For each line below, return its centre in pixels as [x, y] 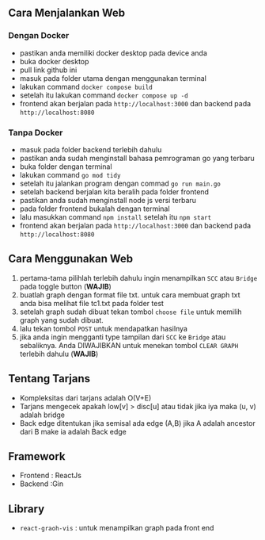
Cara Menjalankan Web [67, 13]
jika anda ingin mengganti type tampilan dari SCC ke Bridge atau [123, 337]
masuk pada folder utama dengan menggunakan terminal [113, 78]
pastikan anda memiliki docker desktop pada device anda [114, 53]
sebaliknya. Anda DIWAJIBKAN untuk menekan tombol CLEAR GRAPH [129, 345]
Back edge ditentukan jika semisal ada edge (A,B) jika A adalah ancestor [137, 423]
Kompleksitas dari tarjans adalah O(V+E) [85, 398]
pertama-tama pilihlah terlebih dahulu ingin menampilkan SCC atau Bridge [138, 278]
